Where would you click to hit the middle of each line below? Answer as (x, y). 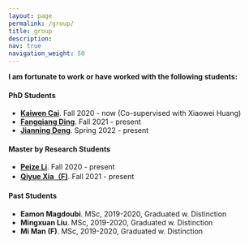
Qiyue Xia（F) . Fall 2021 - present (77, 177)
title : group (30, 31)
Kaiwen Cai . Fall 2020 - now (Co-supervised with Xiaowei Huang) (131, 113)
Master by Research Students (60, 149)
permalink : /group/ (41, 24)
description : (30, 39)
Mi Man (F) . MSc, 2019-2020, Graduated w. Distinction (112, 231)
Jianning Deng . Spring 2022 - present (84, 131)
